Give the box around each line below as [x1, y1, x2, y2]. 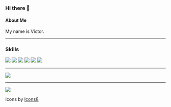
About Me [5, 17, 27, 23]
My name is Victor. [5, 28, 45, 34]
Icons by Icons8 [5, 96, 39, 102]
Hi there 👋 [5, 5, 31, 12]
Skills [5, 46, 19, 53]
